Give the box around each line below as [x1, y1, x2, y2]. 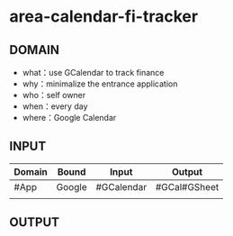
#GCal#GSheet [155, 180, 220, 193]
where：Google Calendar [22, 113, 117, 123]
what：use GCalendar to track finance [22, 68, 165, 77]
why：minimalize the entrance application [22, 78, 178, 89]
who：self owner [22, 90, 86, 100]
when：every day [22, 101, 88, 112]
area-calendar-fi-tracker [9, 6, 199, 27]
